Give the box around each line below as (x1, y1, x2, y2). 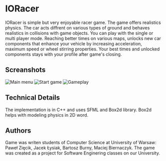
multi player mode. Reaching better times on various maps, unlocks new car (5, 35, 161, 41)
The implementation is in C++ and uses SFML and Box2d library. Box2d (5, 107, 152, 113)
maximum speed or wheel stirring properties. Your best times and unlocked (5, 46, 160, 52)
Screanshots (5, 66, 46, 74)
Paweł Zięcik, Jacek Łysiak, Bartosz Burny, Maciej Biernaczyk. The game (5, 145, 155, 151)
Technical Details (5, 93, 60, 102)
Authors (5, 126, 31, 135)
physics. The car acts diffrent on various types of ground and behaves (5, 24, 150, 30)
